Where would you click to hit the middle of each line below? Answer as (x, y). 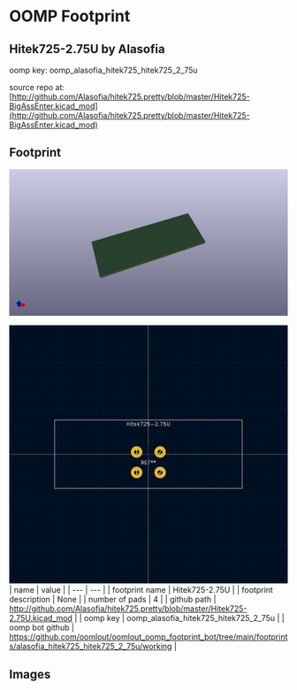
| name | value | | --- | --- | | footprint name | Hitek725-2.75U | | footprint (141, 590)
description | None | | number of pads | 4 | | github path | (113, 600)
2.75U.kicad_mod (41, 618)
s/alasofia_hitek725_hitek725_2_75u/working (91, 647)
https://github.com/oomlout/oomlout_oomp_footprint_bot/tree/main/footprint (148, 637)
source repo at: (37, 87)
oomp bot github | (42, 628)
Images (30, 674)
